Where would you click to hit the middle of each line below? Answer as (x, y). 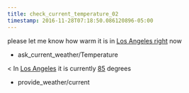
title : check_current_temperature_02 (63, 14)
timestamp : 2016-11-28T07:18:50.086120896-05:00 (80, 21)
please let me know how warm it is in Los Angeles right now (94, 40)
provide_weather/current (53, 82)
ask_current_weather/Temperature (68, 55)
